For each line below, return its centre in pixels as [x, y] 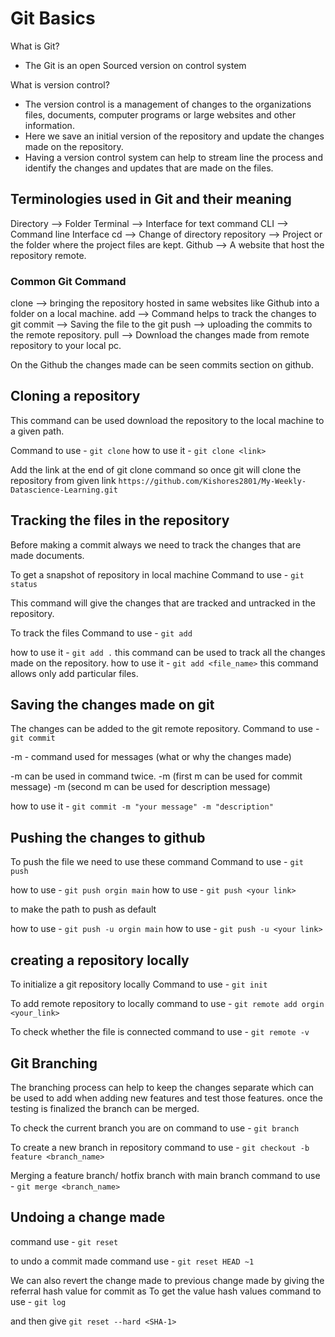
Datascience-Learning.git [64, 490]
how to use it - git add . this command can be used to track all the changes [168, 652]
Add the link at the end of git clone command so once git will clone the [156, 469]
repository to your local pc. [66, 346]
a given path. [37, 431]
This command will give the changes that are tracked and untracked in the [163, 603]
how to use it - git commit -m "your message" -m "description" [142, 806]
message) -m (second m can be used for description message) [140, 787]
